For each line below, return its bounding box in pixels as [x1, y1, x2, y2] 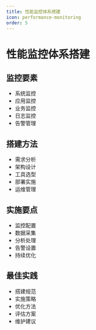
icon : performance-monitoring [6, 14, 82, 20]
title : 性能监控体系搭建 [6, 8, 61, 15]
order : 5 [6, 20, 28, 26]
